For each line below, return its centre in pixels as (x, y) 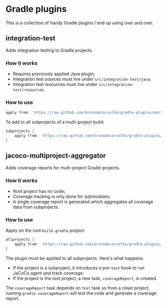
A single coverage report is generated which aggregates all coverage (83, 202)
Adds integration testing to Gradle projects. (49, 50)
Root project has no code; (39, 191)
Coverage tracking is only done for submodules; (62, 196)
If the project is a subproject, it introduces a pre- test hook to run (79, 267)
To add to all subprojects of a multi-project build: (55, 122)
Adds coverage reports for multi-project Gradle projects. (63, 168)
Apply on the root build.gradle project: (45, 230)
